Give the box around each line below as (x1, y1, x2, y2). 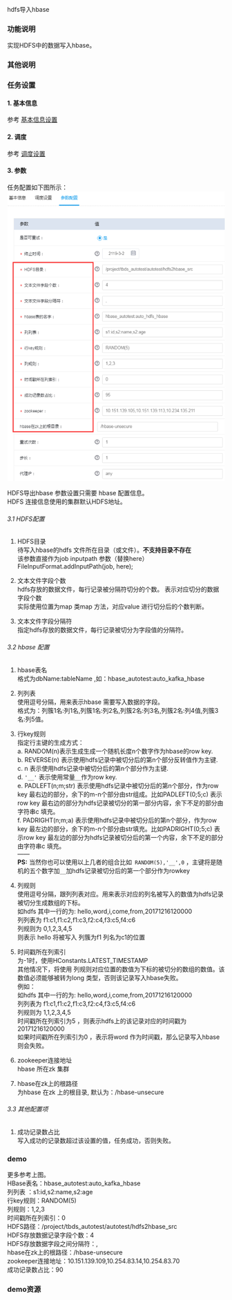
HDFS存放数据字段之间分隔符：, (7, 1240, 98, 1248)
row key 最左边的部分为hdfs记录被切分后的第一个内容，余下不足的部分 (23, 833, 224, 841)
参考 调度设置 (7, 149, 46, 157)
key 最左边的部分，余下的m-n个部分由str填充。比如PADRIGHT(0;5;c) (17, 824, 213, 833)
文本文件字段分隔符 (17, 617, 72, 626)
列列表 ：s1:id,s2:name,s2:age (7, 1188, 93, 1196)
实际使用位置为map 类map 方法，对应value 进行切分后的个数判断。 (17, 602, 209, 611)
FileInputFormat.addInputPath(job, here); (17, 562, 133, 571)
